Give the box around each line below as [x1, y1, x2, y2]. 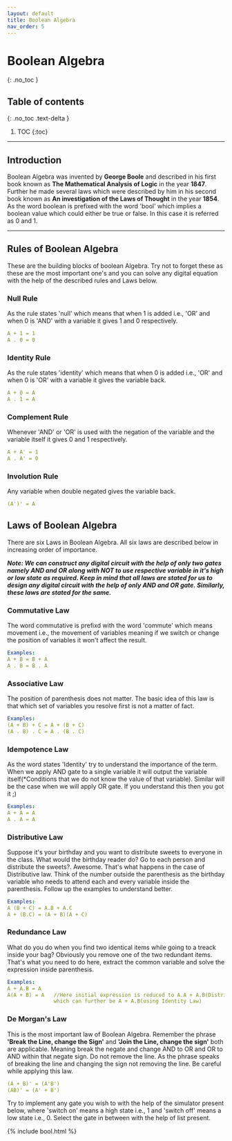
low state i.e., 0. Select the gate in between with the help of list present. [7, 1114, 211, 1122]
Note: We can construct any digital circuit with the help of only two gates [7, 559, 222, 567]
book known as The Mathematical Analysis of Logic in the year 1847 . [7, 179, 207, 188]
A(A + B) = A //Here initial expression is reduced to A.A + [7, 991, 193, 998]
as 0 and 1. [7, 216, 38, 225]
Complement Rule [7, 412, 69, 422]
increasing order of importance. [7, 545, 98, 554]
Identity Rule [7, 352, 51, 362]
